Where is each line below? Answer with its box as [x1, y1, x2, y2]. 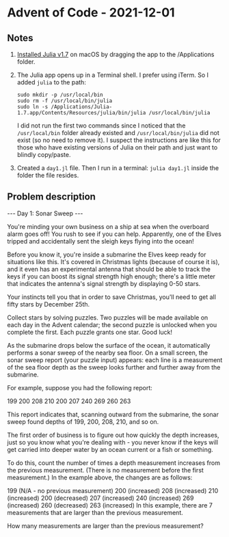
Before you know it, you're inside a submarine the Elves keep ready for [7, 250, 206, 259]
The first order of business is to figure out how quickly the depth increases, [7, 431, 219, 439]
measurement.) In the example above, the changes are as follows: [7, 473, 193, 481]
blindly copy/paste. [16, 151, 71, 158]
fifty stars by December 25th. [7, 300, 90, 308]
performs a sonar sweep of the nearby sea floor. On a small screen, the [7, 348, 208, 357]
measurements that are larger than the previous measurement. [7, 508, 183, 516]
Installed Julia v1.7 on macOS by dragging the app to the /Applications [16, 50, 215, 58]
